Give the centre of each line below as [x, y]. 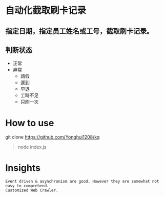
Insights [23, 168]
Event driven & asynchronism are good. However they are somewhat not [82, 182]
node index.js [32, 147]
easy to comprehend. [27, 186]
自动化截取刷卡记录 [46, 11]
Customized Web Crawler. [32, 190]
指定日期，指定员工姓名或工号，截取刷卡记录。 [79, 31]
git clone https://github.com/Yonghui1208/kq [53, 137]
